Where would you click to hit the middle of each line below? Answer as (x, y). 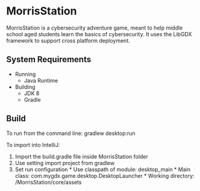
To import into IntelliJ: (33, 145)
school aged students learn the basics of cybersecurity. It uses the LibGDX (99, 34)
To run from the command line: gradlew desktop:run (71, 133)
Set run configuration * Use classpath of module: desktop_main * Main (103, 169)
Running (25, 74)
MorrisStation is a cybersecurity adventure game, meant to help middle (95, 28)
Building (25, 87)
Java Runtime (41, 80)
